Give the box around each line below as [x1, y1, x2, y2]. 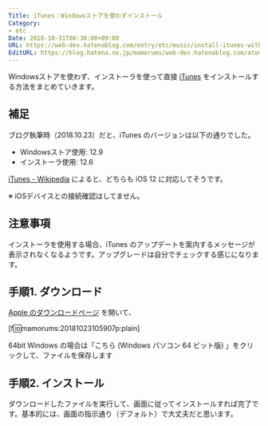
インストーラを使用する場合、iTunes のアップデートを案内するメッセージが [8, 239, 255, 249]
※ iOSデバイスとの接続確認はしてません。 [8, 191, 144, 201]
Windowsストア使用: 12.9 [19, 147, 104, 157]
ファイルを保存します [42, 351, 113, 360]
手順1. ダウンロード [8, 285, 103, 299]
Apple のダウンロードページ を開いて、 [8, 308, 136, 317]
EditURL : [8, 49, 37, 57]
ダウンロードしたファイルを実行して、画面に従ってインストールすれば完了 [8, 399, 252, 408]
